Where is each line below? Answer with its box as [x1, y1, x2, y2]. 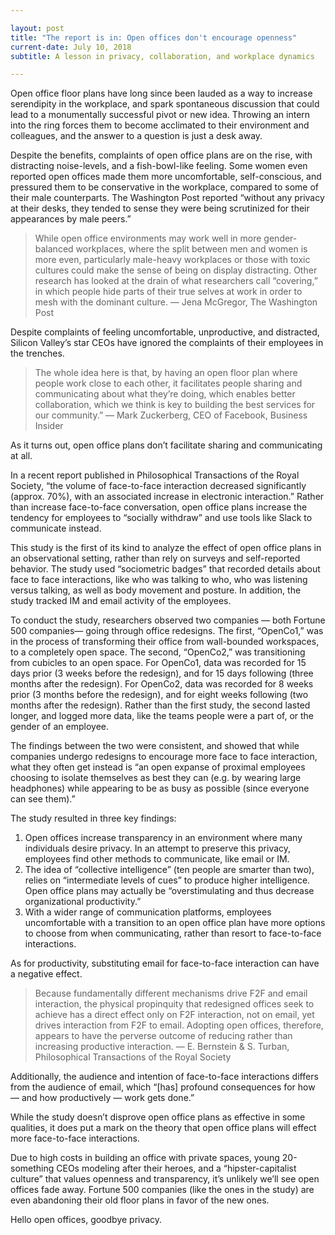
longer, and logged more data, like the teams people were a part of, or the [10, 710, 315, 722]
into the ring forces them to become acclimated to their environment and [10, 119, 310, 131]
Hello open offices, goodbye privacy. [10, 1214, 163, 1226]
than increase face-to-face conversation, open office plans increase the [10, 501, 308, 513]
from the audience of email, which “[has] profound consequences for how [10, 1081, 316, 1093]
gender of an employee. [10, 721, 110, 733]
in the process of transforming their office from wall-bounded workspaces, [10, 636, 320, 648]
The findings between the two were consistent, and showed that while [10, 740, 300, 752]
